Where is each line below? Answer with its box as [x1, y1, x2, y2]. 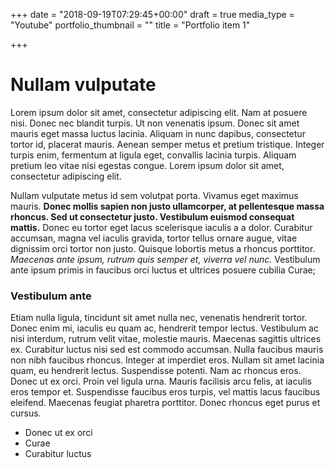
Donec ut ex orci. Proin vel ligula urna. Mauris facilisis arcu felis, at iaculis [10, 375, 312, 388]
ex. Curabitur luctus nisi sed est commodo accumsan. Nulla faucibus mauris [10, 344, 324, 356]
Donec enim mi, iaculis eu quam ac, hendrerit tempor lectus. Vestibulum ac [10, 322, 319, 334]
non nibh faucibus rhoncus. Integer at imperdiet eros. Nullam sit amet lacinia [10, 354, 325, 366]
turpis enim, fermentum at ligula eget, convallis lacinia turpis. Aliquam [10, 149, 297, 161]
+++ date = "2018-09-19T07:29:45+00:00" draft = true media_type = [10, 9, 295, 20]
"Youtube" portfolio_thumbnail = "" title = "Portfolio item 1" [10, 19, 251, 31]
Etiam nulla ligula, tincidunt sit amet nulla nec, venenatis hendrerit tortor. [10, 312, 308, 324]
